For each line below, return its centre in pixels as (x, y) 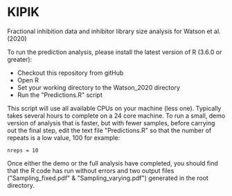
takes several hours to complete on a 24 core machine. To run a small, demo (116, 116)
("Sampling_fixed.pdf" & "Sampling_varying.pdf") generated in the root (108, 178)
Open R (28, 80)
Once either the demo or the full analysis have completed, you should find (113, 163)
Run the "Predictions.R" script (60, 95)
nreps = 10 (23, 150)
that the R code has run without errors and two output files (91, 170)
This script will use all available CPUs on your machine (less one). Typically (114, 108)
